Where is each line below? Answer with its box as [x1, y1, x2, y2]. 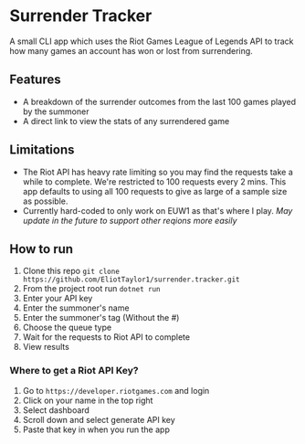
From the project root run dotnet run [22, 283, 162, 294]
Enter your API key [22, 293, 93, 304]
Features [9, 72, 61, 88]
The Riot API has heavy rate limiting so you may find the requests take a [22, 166, 294, 177]
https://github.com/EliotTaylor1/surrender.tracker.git [22, 275, 240, 284]
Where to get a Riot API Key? [9, 365, 139, 377]
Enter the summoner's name [22, 302, 130, 313]
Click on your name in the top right [22, 395, 153, 406]
